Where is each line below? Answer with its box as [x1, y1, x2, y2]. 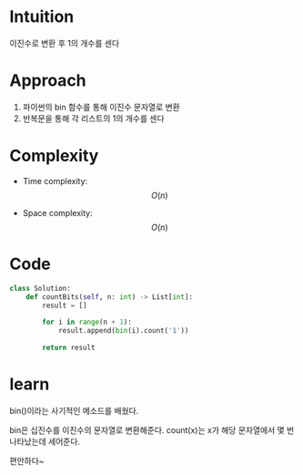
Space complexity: [22, 207, 93, 218]
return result [42, 343, 96, 352]
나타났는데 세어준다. [9, 436, 80, 447]
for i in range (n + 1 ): [42, 317, 132, 327]
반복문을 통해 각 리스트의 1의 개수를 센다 [22, 112, 166, 124]
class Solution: [9, 284, 71, 293]
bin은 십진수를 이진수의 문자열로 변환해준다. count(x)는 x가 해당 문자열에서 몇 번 [9, 424, 295, 435]
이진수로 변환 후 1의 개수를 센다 [9, 37, 120, 48]
